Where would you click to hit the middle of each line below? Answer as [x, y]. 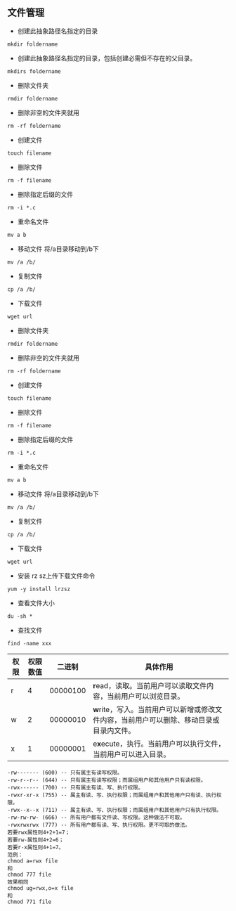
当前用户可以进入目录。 [131, 754]
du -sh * [20, 616]
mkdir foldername [33, 44]
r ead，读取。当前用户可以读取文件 [150, 685]
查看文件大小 [36, 602]
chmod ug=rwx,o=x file [40, 888]
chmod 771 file [29, 902]
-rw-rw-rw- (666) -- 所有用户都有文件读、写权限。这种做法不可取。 [96, 818]
